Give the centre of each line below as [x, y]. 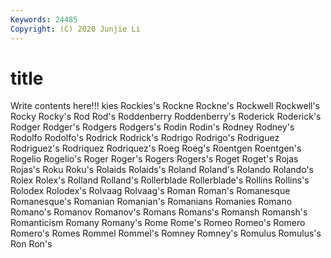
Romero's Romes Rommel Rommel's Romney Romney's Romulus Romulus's [166, 233]
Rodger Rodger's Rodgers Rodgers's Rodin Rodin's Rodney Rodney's [152, 127]
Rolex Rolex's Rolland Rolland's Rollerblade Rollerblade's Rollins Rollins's [160, 180]
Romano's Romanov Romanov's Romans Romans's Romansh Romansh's [159, 212]
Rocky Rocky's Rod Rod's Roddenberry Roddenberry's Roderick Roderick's [166, 117]
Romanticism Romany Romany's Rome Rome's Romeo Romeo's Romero [158, 223]
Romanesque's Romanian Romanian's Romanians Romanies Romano [151, 202]
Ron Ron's [31, 244]
